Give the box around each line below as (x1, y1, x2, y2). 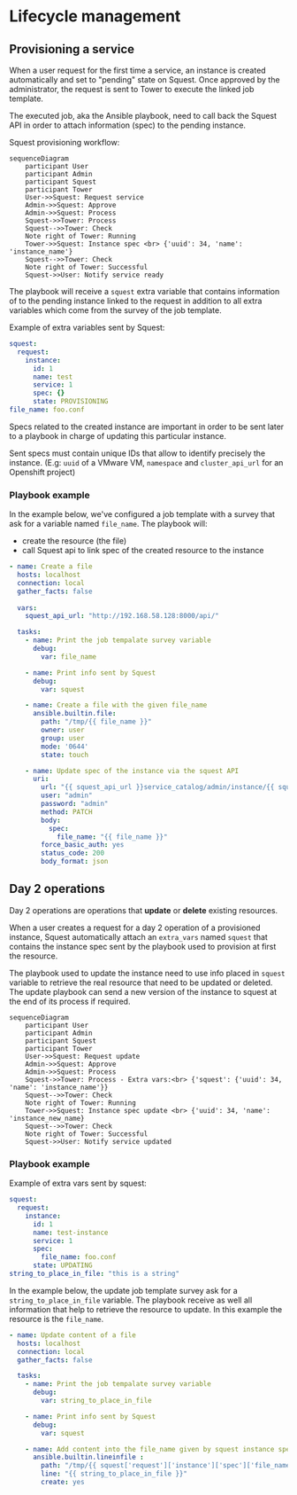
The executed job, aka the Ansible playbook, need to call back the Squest (9, 111, 277, 121)
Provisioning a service (9, 42, 135, 57)
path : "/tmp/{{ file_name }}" (41, 717, 152, 726)
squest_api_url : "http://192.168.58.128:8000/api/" (25, 612, 219, 621)
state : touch (41, 750, 89, 759)
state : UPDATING (32, 1261, 93, 1270)
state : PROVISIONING (32, 397, 109, 406)
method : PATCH (41, 807, 93, 817)
